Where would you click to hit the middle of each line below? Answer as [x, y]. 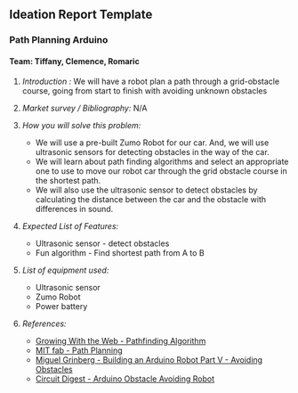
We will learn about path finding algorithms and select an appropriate [162, 161]
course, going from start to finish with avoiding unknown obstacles [145, 90]
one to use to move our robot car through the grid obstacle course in [161, 171]
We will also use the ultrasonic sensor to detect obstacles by [146, 190]
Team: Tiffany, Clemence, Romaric [74, 61]
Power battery [61, 306]
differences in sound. [74, 209]
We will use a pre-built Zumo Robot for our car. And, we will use [152, 143]
